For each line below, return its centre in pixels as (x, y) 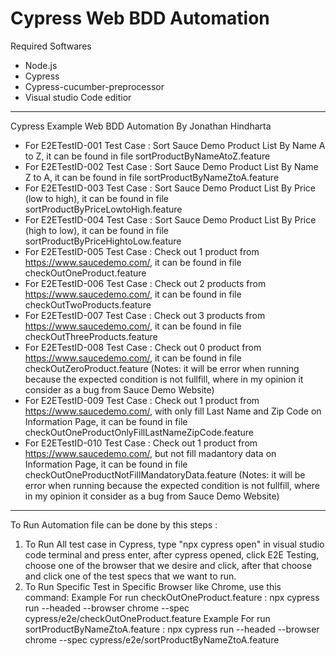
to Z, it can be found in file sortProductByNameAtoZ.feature (147, 156)
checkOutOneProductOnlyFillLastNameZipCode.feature (139, 432)
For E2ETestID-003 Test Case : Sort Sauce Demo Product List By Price (170, 188)
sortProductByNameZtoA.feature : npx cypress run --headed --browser (172, 629)
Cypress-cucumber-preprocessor (94, 86)
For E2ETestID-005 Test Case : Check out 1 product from (142, 251)
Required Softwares (51, 46)
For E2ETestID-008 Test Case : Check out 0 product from (143, 347)
